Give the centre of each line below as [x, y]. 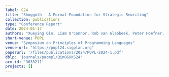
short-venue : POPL [25, 38]
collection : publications [32, 19]
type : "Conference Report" [34, 24]
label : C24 [17, 10]
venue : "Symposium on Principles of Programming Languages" [70, 43]
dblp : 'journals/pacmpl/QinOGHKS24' [44, 57]
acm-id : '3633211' [25, 62]
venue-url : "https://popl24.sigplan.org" [50, 48]
